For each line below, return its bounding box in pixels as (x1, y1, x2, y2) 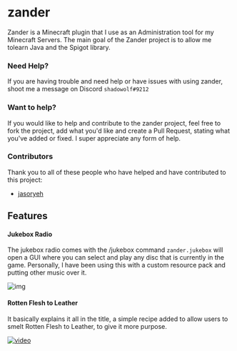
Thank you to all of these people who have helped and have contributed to (7, 168, 226, 176)
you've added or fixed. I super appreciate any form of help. (7, 133, 181, 143)
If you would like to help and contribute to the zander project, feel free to (7, 118, 221, 127)
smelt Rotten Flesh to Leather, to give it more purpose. (7, 322, 168, 330)
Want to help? (7, 103, 57, 113)
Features (7, 210, 48, 222)
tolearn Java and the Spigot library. (7, 43, 111, 51)
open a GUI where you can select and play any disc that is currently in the (7, 253, 225, 262)
